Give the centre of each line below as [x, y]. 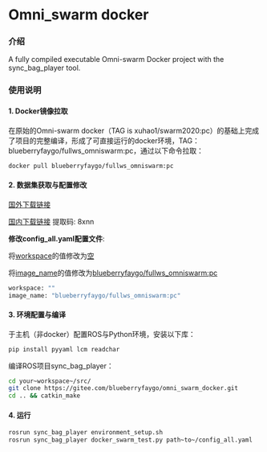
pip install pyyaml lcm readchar [64, 349]
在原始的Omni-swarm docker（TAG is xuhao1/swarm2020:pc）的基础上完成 [133, 130]
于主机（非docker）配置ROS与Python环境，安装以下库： [102, 334]
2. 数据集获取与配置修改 [48, 185]
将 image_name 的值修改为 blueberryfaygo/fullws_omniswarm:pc [113, 273]
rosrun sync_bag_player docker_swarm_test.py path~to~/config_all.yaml [130, 440]
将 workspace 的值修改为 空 [51, 256]
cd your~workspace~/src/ [50, 381]
